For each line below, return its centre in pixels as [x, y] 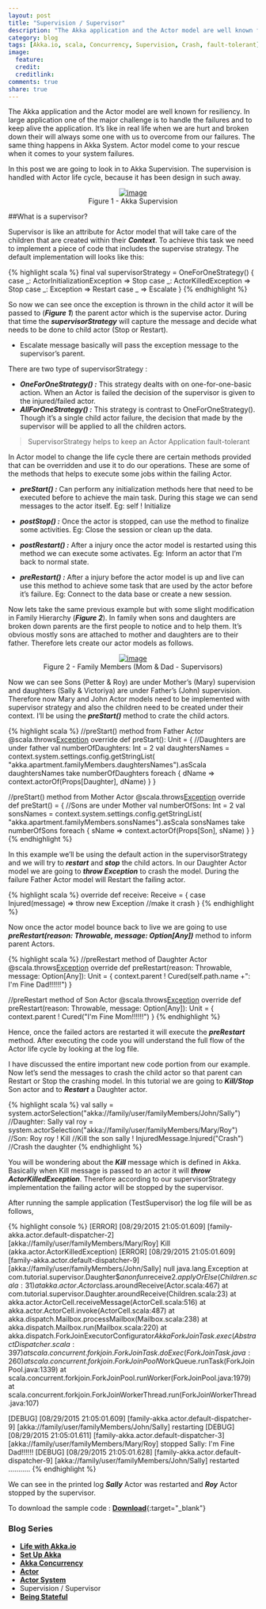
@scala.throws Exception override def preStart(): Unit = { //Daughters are [127, 740]
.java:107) [24, 1403]
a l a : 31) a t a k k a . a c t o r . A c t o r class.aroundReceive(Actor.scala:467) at [118, 1286]
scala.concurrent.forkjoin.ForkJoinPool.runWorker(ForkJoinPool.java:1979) [130, 1378]
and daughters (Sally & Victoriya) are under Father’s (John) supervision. [125, 690]
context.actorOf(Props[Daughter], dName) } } [82, 782]
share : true [28, 89]
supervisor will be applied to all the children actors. [103, 426]
